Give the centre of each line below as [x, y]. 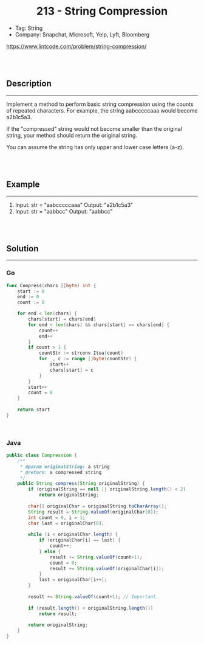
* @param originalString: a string [65, 467]
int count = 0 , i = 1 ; [57, 518]
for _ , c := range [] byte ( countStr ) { [88, 359]
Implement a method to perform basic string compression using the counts [100, 104]
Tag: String [29, 28]
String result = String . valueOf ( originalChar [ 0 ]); [93, 512]
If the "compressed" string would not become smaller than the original [94, 128]
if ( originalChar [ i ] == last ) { [80, 540]
